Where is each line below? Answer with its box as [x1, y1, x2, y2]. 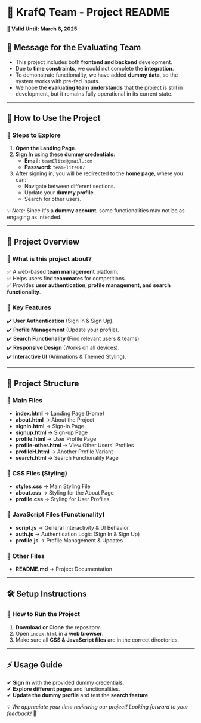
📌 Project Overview [7, 236, 80, 247]
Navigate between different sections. [24, 182, 116, 190]
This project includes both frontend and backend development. [15, 58, 172, 65]
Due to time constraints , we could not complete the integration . [15, 65, 174, 72]
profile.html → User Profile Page [15, 435, 97, 443]
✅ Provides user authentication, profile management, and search [7, 282, 171, 289]
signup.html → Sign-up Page [15, 429, 88, 436]
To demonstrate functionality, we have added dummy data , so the [15, 71, 178, 78]
